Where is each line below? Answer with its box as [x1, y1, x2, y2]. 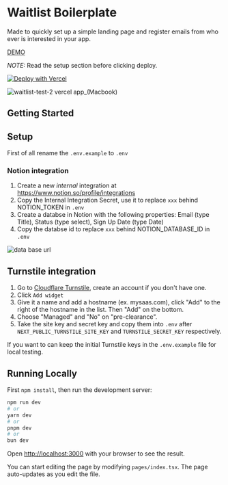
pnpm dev [7, 424, 32, 432]
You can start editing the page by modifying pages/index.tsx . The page [7, 463, 208, 471]
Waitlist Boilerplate [7, 5, 117, 21]
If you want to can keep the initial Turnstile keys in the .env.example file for [7, 341, 216, 349]
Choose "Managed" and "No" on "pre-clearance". [16, 313, 158, 321]
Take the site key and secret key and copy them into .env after [16, 320, 193, 328]
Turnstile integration [7, 265, 96, 277]
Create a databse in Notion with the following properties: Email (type [16, 211, 210, 219]
